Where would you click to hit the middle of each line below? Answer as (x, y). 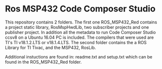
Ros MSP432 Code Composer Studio (80, 9)
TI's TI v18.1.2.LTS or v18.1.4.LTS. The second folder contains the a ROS (76, 42)
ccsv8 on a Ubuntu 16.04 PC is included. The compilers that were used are (79, 37)
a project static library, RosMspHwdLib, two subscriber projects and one (77, 27)
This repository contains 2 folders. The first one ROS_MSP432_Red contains (81, 22)
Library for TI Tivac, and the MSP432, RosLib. (51, 47)
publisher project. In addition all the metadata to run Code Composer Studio (81, 32)
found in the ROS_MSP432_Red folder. (44, 62)
